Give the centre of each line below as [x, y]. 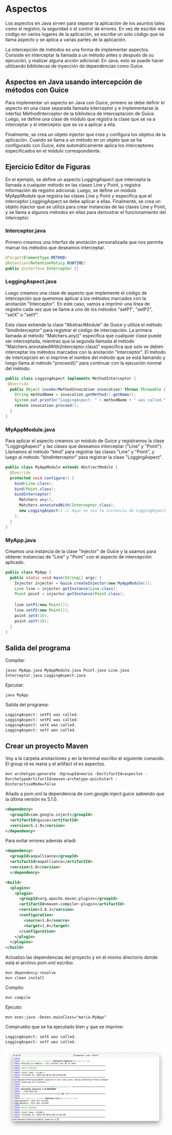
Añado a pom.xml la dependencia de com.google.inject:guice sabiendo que [85, 794]
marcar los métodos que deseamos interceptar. [55, 247]
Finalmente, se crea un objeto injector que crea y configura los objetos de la [85, 134]
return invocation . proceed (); [47, 406]
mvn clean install [25, 978]
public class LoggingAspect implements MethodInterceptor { [71, 379]
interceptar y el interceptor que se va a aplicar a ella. [61, 124]
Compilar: [16, 660]
